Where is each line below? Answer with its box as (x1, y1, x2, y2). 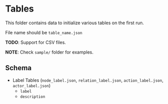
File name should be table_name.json (5, 29, 82, 35)
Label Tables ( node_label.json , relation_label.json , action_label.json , (12, 77, 164, 83)
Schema (5, 64, 32, 72)
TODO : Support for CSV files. (5, 39, 67, 45)
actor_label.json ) (12, 82, 51, 88)
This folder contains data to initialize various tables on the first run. (5, 20, 144, 26)
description (20, 94, 45, 99)
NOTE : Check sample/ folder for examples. (5, 49, 94, 55)
